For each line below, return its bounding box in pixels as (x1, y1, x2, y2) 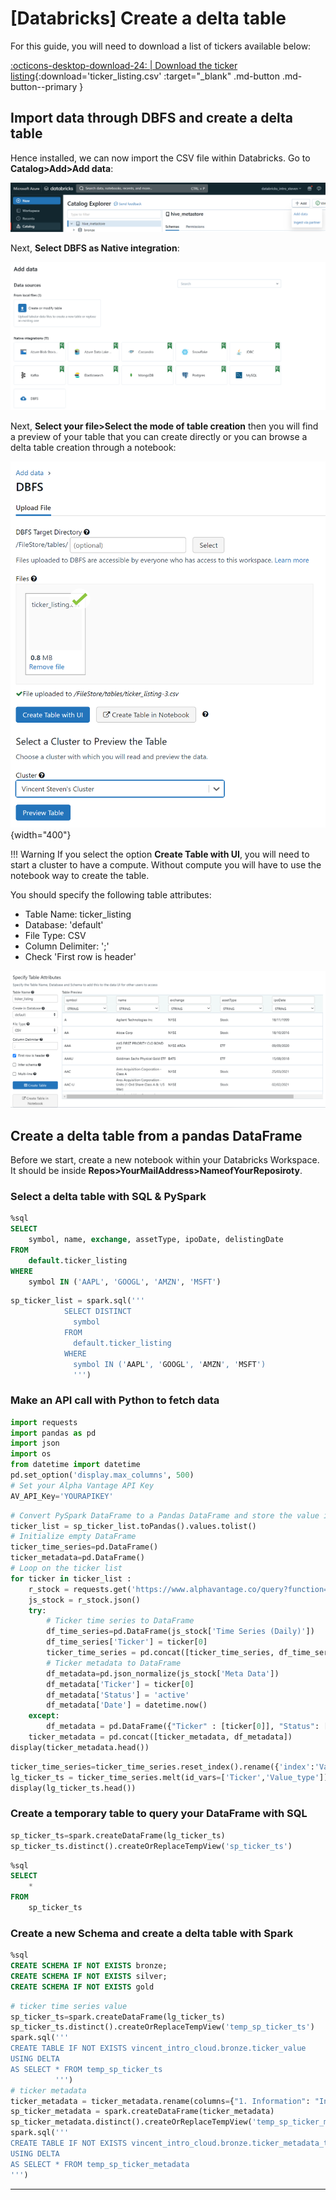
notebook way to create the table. (10, 870, 150, 882)
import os (10, 1449, 52, 1459)
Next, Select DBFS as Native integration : (10, 242, 180, 254)
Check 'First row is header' (24, 951, 137, 963)
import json (10, 1438, 60, 1449)
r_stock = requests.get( (28, 1584, 132, 1594)
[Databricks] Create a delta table (10, 7, 287, 30)
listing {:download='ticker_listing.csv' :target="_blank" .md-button (10, 70, 280, 82)
